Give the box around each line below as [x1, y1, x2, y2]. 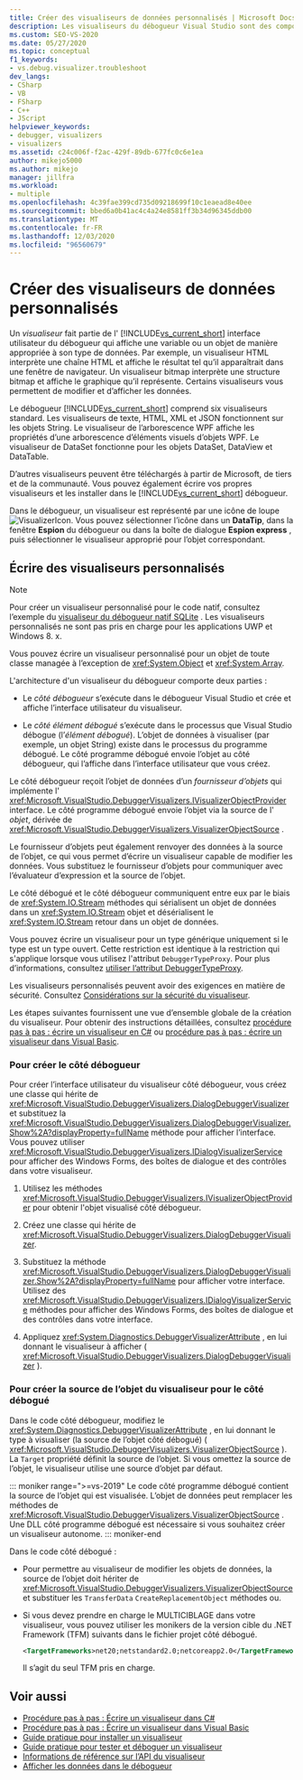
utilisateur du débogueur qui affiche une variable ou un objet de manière [9, 338, 278, 349]
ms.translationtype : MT [9, 214, 99, 224]
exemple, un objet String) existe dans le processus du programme [22, 739, 268, 750]
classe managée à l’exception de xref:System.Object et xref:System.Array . [9, 658, 285, 669]
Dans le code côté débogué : [9, 1546, 117, 1557]
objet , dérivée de [9, 814, 73, 825]
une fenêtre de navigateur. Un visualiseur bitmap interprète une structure [9, 367, 280, 378]
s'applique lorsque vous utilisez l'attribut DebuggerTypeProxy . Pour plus [9, 953, 271, 963]
